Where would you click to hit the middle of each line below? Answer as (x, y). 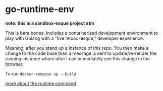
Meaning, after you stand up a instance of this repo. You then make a (77, 48)
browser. (14, 64)
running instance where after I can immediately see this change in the (78, 58)
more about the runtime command (41, 83)
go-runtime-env (40, 9)
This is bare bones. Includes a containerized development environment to (82, 33)
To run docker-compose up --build (41, 73)
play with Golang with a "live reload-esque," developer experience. (75, 38)
